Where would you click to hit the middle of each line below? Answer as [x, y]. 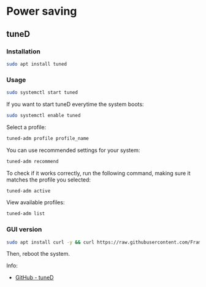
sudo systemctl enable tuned [44, 115]
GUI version [24, 229]
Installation [24, 52]
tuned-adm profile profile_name [48, 138]
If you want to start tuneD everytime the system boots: [75, 104]
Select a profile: [26, 127]
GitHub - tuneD [34, 278]
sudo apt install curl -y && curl [51, 242]
